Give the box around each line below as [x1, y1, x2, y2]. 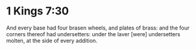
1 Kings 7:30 [6, 4, 69, 18]
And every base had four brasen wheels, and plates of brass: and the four [6, 24, 190, 31]
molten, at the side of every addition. [6, 37, 98, 44]
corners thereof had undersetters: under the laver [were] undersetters [6, 30, 181, 37]
